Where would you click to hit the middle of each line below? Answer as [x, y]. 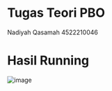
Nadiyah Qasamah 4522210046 [53, 32]
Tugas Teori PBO [56, 13]
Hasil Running [48, 61]
